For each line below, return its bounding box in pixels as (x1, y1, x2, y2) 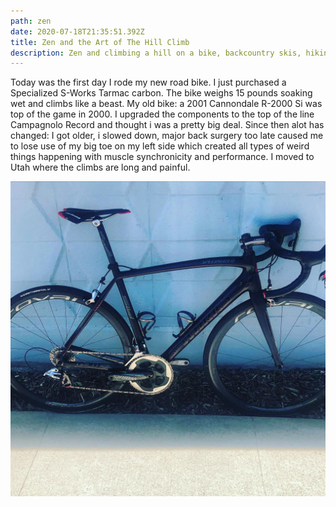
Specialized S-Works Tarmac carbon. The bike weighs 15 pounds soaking (10, 87, 313, 99)
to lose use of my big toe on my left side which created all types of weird (10, 140, 310, 152)
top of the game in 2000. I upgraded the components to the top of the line (10, 108, 315, 120)
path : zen (10, 16, 52, 26)
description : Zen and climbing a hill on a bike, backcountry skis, (10, 48, 302, 58)
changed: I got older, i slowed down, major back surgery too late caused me (10, 130, 324, 142)
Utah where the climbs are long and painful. (10, 161, 191, 174)
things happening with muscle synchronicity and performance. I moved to (10, 151, 315, 163)
